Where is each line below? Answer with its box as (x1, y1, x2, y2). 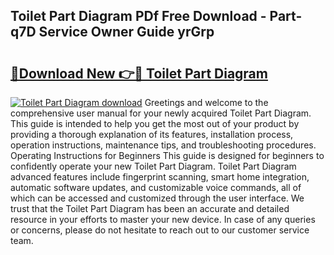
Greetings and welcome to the (144, 97, 269, 108)
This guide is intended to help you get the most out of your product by (10, 118, 300, 129)
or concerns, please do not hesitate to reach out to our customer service (10, 224, 310, 236)
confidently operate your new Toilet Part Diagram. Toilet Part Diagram (10, 160, 297, 172)
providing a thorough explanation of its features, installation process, (10, 129, 294, 140)
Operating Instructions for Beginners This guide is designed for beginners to (10, 150, 325, 161)
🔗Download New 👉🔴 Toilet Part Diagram (10, 65, 268, 82)
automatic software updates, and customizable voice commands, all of (10, 182, 302, 193)
